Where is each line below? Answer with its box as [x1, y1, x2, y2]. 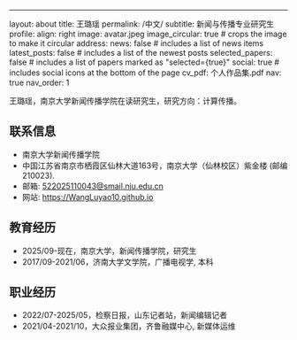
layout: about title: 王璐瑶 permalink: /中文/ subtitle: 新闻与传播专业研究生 [9, 19, 274, 29]
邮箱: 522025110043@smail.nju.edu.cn [21, 181, 164, 191]
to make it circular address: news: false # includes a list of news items [9, 38, 263, 49]
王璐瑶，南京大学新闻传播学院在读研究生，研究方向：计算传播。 [9, 96, 241, 106]
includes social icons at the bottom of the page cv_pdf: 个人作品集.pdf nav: [9, 67, 282, 78]
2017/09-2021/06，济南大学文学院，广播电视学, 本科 [21, 256, 214, 267]
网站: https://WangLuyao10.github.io [21, 191, 154, 202]
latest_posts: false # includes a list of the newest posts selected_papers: [9, 48, 273, 58]
